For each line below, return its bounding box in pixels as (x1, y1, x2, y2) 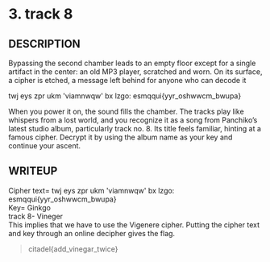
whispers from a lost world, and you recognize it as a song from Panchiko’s (8, 115, 258, 125)
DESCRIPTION (8, 37, 81, 51)
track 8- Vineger (8, 211, 63, 221)
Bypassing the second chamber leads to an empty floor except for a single (8, 58, 256, 68)
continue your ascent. (8, 141, 81, 150)
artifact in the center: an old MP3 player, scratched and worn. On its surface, (8, 67, 263, 77)
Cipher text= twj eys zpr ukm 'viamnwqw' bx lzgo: (8, 185, 175, 195)
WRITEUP (8, 164, 58, 178)
